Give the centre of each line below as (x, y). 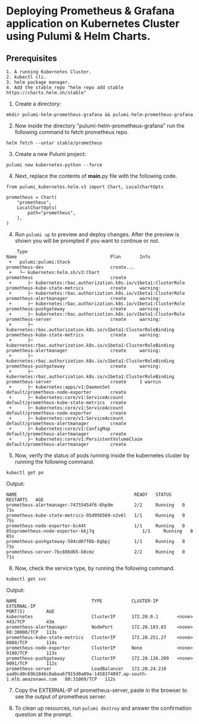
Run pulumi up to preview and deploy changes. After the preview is (97, 234)
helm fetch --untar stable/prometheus (54, 143)
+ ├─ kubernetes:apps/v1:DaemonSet (60, 387)
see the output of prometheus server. (60, 697)
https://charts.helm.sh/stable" (46, 93)
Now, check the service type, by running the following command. (95, 568)
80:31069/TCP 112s (90, 679)
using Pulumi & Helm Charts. (78, 36)
